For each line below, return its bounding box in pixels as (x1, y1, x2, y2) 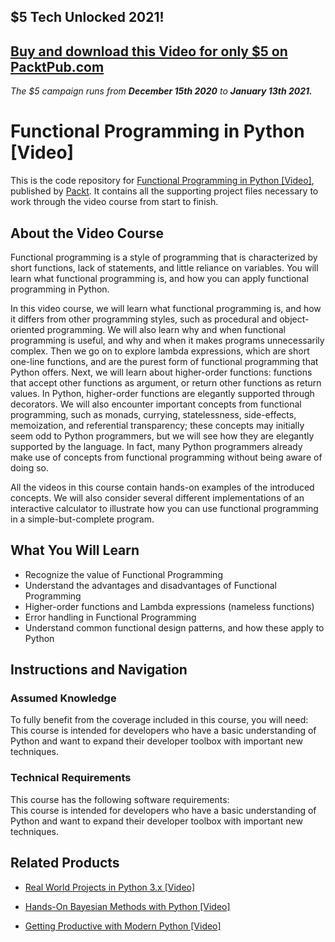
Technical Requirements (10, 771, 132, 785)
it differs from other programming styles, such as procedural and (10, 313, 278, 325)
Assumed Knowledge (10, 691, 117, 705)
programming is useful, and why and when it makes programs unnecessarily (10, 334, 325, 346)
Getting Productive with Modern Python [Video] (24, 920, 222, 932)
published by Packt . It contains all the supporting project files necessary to (10, 185, 319, 197)
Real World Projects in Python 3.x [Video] (24, 881, 196, 893)
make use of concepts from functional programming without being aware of (10, 451, 323, 463)
